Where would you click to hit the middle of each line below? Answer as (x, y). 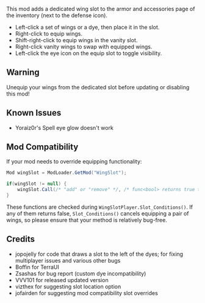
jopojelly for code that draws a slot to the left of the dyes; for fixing (99, 254)
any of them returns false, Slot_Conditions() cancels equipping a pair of (98, 213)
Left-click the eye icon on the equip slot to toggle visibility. (88, 53)
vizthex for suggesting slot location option (68, 286)
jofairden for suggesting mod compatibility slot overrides (87, 293)
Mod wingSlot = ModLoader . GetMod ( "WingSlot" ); (67, 173)
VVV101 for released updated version (62, 280)
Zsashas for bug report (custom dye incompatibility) (81, 273)
